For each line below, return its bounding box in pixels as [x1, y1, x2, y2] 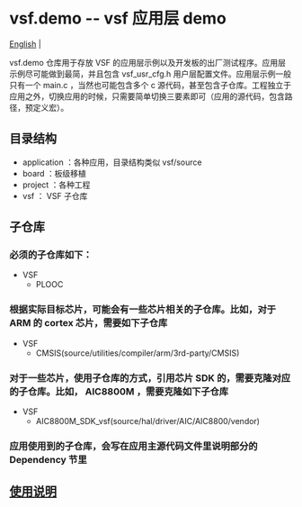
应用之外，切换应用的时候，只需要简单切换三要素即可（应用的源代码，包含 [9, 91, 285, 102]
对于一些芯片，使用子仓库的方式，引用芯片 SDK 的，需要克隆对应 [9, 371, 291, 384]
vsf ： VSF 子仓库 [22, 190, 88, 201]
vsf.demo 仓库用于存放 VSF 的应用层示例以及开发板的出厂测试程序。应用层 [9, 57, 286, 68]
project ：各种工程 [22, 179, 91, 190]
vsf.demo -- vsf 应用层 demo [9, 8, 226, 29]
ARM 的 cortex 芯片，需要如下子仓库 [9, 317, 168, 330]
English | [9, 38, 42, 50]
